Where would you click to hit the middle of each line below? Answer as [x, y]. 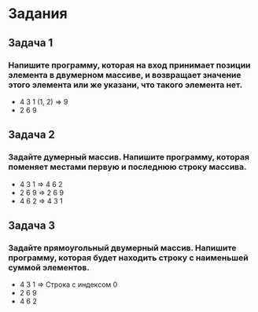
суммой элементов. [49, 267]
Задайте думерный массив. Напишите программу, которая [129, 157]
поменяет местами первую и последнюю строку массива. [127, 167]
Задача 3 [32, 225]
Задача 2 [31, 135]
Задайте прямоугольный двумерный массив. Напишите [122, 248]
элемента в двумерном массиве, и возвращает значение [125, 75]
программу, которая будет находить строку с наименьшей [129, 258]
